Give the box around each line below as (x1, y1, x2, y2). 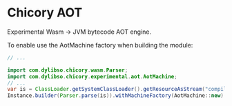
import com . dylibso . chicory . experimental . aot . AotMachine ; (7, 73, 177, 80)
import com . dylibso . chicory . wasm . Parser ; (7, 67, 128, 74)
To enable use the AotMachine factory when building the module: (7, 41, 193, 49)
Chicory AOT (7, 5, 83, 21)
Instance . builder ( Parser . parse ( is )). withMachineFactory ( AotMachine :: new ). (7, 92, 227, 99)
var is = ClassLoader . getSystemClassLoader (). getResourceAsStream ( (7, 86, 206, 93)
